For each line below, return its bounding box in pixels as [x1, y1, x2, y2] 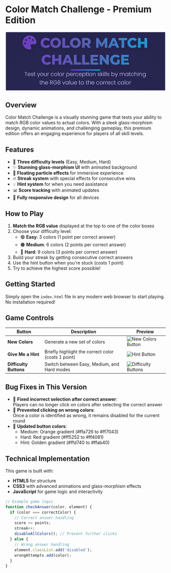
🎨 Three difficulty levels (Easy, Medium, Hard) [12, 159, 111, 165]
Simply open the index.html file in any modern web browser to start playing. [5, 293, 165, 299]
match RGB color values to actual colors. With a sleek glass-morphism [5, 120, 153, 126]
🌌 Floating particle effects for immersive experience [12, 170, 124, 176]
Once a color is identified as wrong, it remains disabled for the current [12, 412, 160, 419]
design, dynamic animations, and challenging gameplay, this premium [5, 125, 152, 131]
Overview [5, 100, 37, 109]
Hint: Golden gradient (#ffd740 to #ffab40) [20, 439, 110, 446]
